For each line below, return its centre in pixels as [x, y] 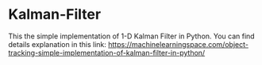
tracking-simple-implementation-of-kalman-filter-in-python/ [107, 52]
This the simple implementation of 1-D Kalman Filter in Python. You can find [132, 36]
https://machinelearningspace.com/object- [178, 44]
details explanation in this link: [58, 44]
